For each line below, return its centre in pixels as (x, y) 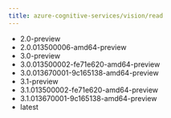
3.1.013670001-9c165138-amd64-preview (88, 98)
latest (29, 107)
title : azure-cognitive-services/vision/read (85, 16)
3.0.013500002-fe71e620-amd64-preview (90, 64)
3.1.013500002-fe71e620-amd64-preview (89, 90)
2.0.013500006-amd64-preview (73, 47)
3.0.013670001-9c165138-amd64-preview (89, 72)
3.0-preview (40, 55)
